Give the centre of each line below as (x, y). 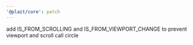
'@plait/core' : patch (33, 12)
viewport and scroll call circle (43, 35)
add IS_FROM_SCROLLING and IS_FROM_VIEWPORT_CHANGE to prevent (97, 29)
